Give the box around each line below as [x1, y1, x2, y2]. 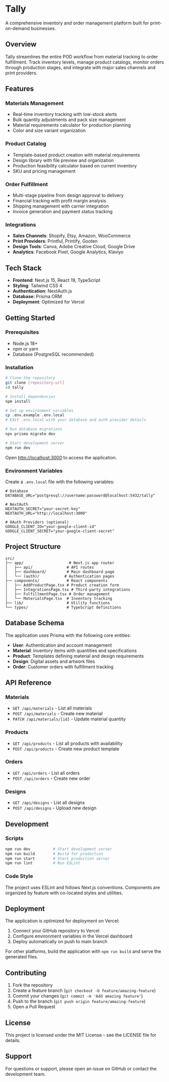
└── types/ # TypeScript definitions [5, 605, 122, 610]
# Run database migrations [5, 427, 62, 432]
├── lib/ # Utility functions [5, 600, 110, 605]
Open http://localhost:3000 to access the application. [5, 454, 117, 460]
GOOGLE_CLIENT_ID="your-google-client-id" [5, 524, 96, 529]
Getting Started [5, 313, 55, 322]
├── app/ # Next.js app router [5, 560, 115, 565]
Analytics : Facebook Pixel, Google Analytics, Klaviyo [12, 249, 124, 255]
